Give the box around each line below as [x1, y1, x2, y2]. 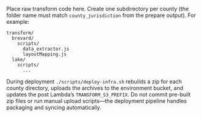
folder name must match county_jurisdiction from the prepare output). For [6, 12, 197, 19]
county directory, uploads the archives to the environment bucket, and [6, 85, 184, 91]
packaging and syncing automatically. [6, 104, 102, 111]
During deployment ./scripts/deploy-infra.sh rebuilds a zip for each [6, 78, 182, 85]
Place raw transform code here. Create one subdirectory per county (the [6, 5, 189, 12]
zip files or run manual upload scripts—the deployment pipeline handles [6, 97, 187, 104]
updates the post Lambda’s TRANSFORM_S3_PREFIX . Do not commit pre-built [6, 91, 191, 98]
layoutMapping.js [22, 51, 67, 57]
